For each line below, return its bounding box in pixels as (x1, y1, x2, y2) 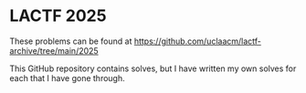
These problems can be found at (9, 36, 132, 46)
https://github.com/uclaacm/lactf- (133, 36, 262, 46)
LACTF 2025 (9, 5, 107, 26)
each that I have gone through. (9, 72, 125, 83)
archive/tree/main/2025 (9, 45, 99, 56)
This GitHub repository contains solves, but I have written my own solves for (9, 63, 297, 74)
